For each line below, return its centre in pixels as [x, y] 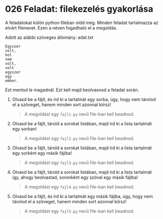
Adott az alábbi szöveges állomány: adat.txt [49, 37]
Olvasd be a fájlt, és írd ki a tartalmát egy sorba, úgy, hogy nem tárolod [84, 99]
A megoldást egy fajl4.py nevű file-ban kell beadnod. [79, 187]
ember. [12, 81]
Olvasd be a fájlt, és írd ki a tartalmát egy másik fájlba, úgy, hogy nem [82, 196]
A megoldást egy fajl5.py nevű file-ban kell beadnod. [79, 211]
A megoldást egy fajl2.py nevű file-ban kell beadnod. [79, 138]
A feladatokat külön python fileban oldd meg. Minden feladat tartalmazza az [82, 23]
